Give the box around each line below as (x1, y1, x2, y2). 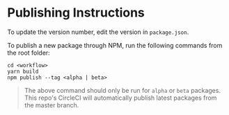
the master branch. (24, 100, 79, 109)
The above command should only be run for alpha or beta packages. (24, 86, 221, 94)
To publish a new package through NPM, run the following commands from (7, 41, 223, 49)
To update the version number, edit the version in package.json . (7, 28, 189, 36)
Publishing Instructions (7, 5, 145, 21)
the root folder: (7, 48, 50, 57)
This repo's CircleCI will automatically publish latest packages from (24, 94, 217, 102)
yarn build (7, 68, 39, 75)
